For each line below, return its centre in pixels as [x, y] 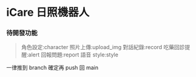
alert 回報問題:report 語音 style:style [73, 55]
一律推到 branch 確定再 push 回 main [52, 68]
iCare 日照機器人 [48, 12]
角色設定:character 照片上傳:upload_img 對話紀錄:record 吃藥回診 [103, 47]
